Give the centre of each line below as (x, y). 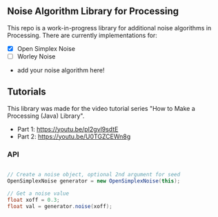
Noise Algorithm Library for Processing (93, 11)
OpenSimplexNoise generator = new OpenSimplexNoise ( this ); (94, 181)
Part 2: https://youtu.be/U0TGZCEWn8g (74, 136)
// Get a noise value (38, 193)
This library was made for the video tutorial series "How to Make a (101, 108)
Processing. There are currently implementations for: (82, 35)
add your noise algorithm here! (61, 70)
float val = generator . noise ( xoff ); (60, 206)
